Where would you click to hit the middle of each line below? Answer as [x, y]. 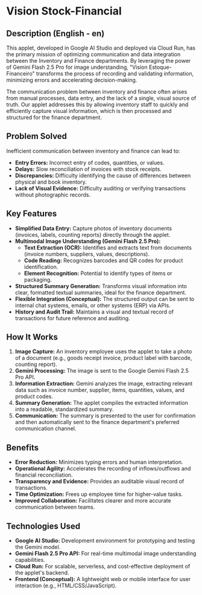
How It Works [32, 337]
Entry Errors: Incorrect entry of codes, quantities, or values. [90, 162]
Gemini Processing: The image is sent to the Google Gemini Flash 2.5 [102, 371]
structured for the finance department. [54, 117]
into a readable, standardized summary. [64, 410]
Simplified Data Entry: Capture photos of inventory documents [93, 228]
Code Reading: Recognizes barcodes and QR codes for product [103, 260]
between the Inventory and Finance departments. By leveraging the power [99, 61]
